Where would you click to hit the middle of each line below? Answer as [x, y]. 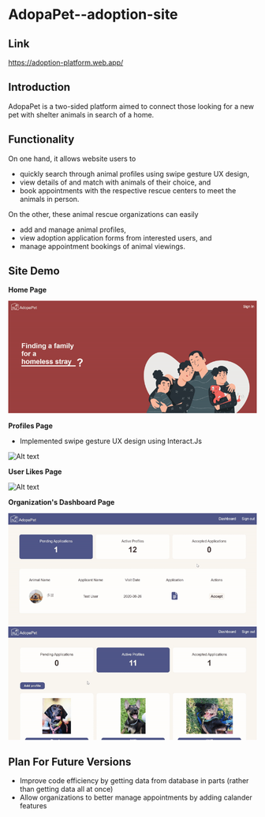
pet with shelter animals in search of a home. [81, 114]
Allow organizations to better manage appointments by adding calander [136, 797]
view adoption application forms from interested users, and [116, 237]
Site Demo [34, 271]
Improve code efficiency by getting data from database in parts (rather [134, 781]
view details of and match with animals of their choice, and [115, 182]
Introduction [39, 87]
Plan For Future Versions [70, 761]
